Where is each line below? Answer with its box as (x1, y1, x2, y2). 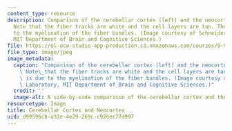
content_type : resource (7, 10, 76, 17)
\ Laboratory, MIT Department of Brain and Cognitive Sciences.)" (19, 81, 215, 88)
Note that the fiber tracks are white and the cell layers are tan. (13, 23, 215, 30)
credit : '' (13, 87, 45, 94)
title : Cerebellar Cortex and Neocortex (7, 107, 126, 114)
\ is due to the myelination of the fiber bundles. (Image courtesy (19, 74, 221, 82)
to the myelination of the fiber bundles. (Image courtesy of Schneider (13, 29, 227, 37)
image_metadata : (7, 55, 54, 62)
